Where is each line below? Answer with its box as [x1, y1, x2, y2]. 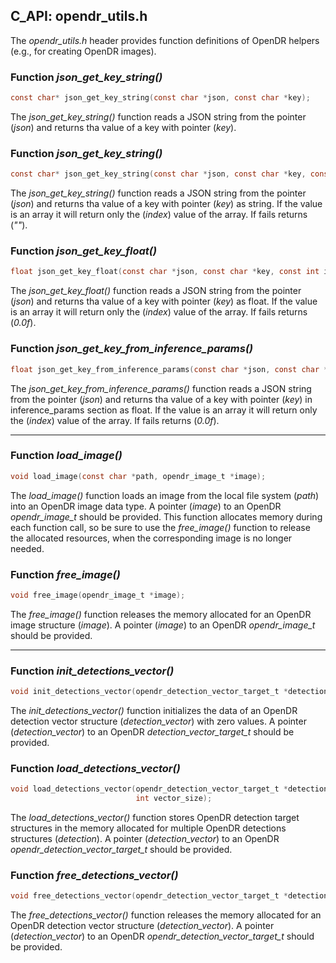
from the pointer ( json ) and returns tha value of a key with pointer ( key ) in [10, 393, 313, 405]
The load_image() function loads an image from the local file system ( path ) [10, 489, 320, 501]
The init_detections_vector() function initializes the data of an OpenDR [10, 705, 298, 717]
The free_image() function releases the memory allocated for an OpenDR [10, 608, 312, 620]
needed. [10, 542, 45, 554]
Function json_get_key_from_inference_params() [10, 342, 254, 356]
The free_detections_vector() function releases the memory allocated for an [10, 909, 322, 921]
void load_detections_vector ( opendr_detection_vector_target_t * [10, 784, 288, 794]
